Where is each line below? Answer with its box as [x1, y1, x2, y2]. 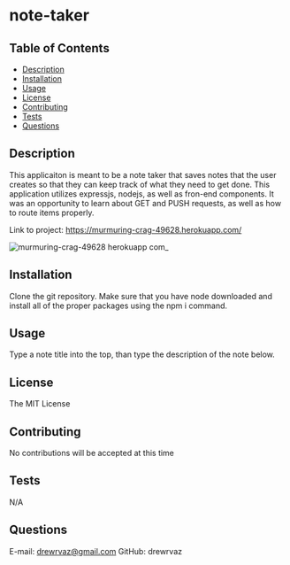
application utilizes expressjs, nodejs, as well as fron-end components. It [9, 188, 274, 199]
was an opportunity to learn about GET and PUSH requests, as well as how [9, 197, 281, 208]
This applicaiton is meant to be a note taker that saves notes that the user [9, 169, 277, 180]
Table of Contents [9, 41, 111, 56]
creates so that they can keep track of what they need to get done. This [9, 179, 271, 190]
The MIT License [9, 399, 71, 409]
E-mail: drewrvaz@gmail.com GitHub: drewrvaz [9, 546, 183, 556]
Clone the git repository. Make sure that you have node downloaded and [9, 290, 272, 301]
